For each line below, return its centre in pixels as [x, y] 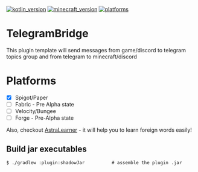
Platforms [31, 81]
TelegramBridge [47, 34]
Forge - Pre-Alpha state [44, 118]
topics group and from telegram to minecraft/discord [72, 57]
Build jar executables [46, 149]
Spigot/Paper [31, 97]
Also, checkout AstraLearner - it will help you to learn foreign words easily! [99, 130]
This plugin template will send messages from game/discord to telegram [96, 50]
